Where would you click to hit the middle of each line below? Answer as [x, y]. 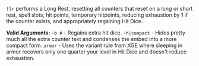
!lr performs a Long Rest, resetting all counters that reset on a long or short [99, 9]
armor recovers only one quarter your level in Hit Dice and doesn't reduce [97, 52]
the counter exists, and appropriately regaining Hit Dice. [75, 21]
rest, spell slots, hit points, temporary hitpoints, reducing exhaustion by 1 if [97, 15]
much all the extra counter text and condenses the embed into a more [91, 39]
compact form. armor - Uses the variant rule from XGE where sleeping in [94, 45]
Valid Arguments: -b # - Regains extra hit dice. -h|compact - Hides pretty [96, 33]
